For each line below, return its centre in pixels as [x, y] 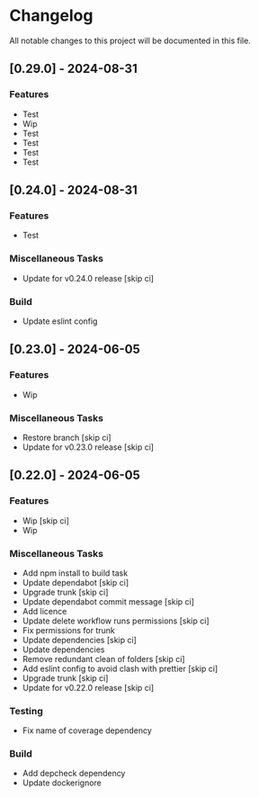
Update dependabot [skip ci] [75, 582]
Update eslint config [60, 321]
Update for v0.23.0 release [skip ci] [88, 447]
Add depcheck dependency [74, 774]
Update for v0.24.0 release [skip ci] [88, 278]
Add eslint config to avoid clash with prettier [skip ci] [120, 668]
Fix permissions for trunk [68, 630]
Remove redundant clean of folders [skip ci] [104, 658]
